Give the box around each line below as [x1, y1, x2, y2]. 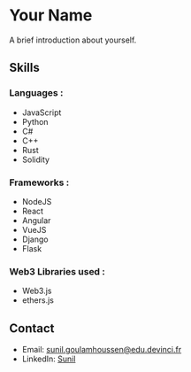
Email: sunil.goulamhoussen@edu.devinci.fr [21, 345, 182, 355]
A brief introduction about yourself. [9, 35, 137, 45]
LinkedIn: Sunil [21, 353, 76, 364]
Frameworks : [9, 176, 70, 189]
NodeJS [21, 196, 52, 206]
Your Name [9, 5, 93, 26]
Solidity [21, 154, 50, 165]
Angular [21, 214, 51, 226]
